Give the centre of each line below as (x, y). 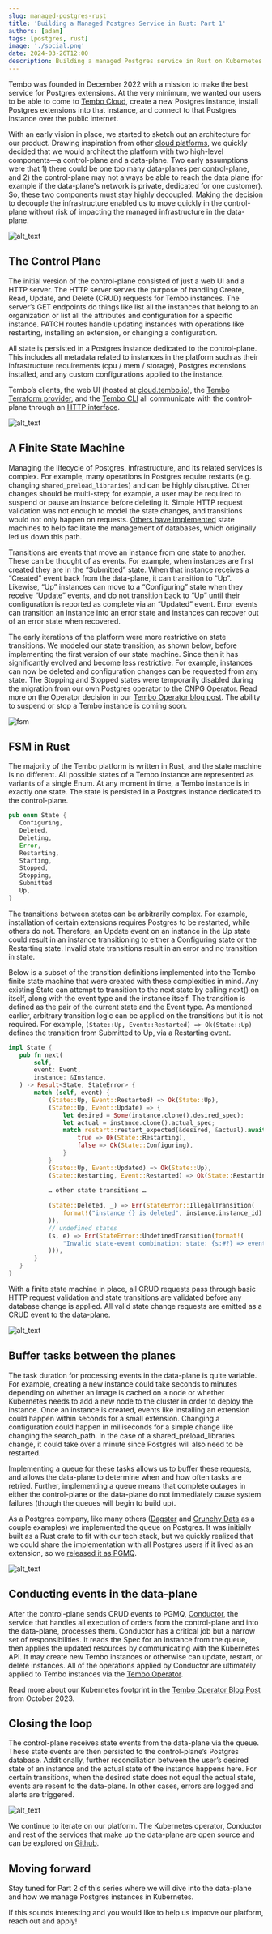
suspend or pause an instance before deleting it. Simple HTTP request (125, 502)
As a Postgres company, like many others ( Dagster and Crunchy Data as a (132, 1519)
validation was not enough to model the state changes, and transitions (125, 510)
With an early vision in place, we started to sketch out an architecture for (130, 134)
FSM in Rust (39, 746)
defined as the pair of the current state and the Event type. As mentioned (130, 1007)
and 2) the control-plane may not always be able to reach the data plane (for (136, 177)
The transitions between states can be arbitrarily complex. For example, (128, 914)
